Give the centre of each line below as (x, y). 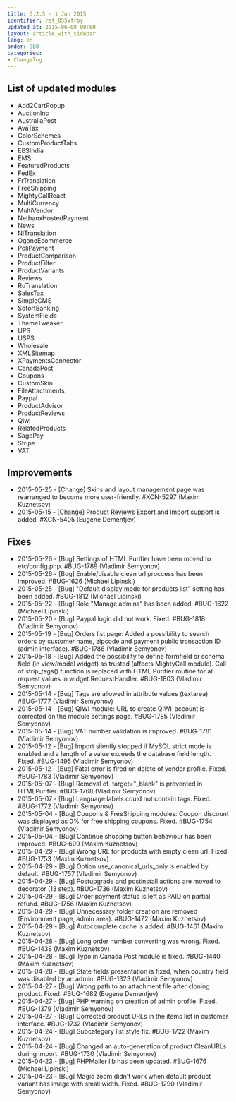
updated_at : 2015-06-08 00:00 (52, 27)
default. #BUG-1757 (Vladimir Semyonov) (77, 874)
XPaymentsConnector (49, 360)
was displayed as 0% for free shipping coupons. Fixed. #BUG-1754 (115, 821)
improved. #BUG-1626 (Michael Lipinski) (76, 581)
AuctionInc (33, 113)
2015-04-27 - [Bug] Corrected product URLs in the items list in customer (123, 1017)
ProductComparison (46, 256)
